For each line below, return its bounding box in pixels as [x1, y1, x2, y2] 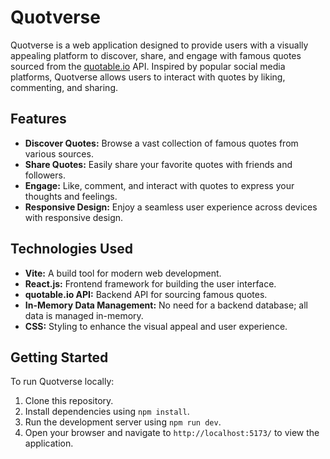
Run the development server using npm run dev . [24, 416, 222, 428]
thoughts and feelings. [24, 190, 118, 202]
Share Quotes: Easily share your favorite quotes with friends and [24, 158, 293, 170]
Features [10, 111, 67, 128]
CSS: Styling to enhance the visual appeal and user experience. [24, 320, 288, 332]
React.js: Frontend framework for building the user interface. [24, 277, 277, 290]
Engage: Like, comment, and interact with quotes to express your [24, 179, 295, 191]
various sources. [24, 147, 94, 160]
